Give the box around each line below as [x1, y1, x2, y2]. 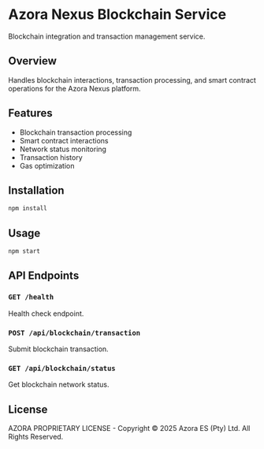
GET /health [8, 293, 54, 302]
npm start [8, 247, 41, 255]
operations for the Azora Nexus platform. [8, 83, 141, 93]
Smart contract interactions [19, 135, 109, 145]
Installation [8, 184, 65, 197]
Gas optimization [19, 161, 75, 170]
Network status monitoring [19, 144, 106, 154]
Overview [8, 54, 58, 68]
